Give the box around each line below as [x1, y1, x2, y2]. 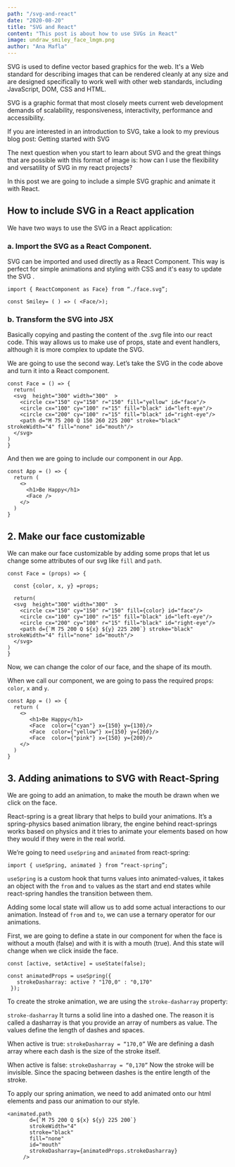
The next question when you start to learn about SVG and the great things [7, 149, 222, 157]
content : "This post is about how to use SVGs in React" [7, 30, 178, 37]
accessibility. [7, 114, 46, 122]
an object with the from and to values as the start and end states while [7, 882, 211, 891]
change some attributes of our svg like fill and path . [7, 556, 162, 565]
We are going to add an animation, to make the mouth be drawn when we [7, 791, 220, 800]
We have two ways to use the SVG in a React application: [7, 224, 172, 232]
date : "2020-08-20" [7, 17, 65, 24]
